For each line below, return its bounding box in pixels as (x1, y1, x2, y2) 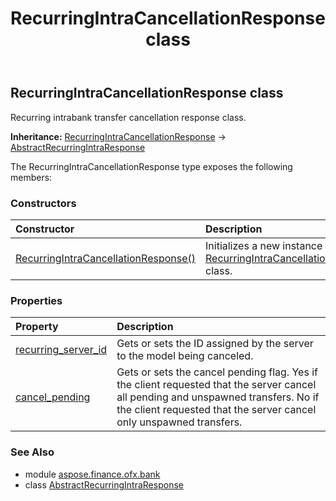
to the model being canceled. (116, 349, 254, 363)
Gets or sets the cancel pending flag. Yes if (116, 365, 318, 379)
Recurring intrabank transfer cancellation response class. (10, 111, 247, 123)
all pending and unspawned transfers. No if (116, 390, 320, 404)
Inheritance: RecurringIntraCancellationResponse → (10, 130, 227, 142)
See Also (10, 445, 55, 459)
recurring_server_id (15, 343, 108, 357)
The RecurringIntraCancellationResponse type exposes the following (10, 160, 293, 172)
